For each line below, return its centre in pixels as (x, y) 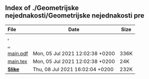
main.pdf (18, 53)
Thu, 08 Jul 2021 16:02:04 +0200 (73, 69)
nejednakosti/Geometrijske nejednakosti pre (75, 16)
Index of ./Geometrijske (42, 8)
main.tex (17, 61)
